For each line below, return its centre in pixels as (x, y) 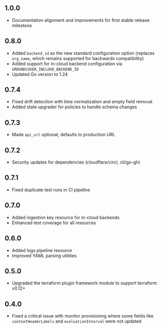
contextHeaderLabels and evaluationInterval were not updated (77, 321)
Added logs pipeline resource (42, 250)
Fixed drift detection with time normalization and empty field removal (82, 102)
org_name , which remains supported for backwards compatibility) (78, 58)
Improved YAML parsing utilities (44, 255)
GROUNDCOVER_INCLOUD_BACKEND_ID (45, 69)
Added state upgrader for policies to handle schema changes (74, 107)
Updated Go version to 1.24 (40, 74)
